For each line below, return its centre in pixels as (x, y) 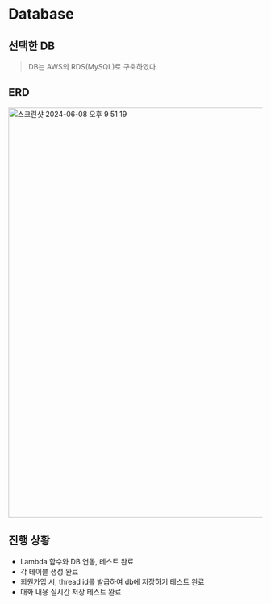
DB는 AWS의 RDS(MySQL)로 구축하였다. (93, 67)
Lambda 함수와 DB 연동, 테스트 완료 (77, 561)
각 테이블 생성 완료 (49, 571)
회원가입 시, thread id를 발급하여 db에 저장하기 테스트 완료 (112, 581)
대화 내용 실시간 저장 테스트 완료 (71, 592)
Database (41, 14)
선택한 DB (31, 46)
